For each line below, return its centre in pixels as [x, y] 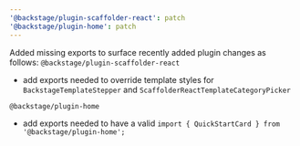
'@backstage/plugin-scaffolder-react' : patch [97, 18]
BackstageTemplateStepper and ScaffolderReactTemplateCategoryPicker [157, 89]
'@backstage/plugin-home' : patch [73, 26]
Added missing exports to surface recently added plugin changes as [138, 52]
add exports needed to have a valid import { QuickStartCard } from [151, 123]
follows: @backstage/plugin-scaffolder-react [95, 62]
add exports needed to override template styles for [118, 79]
